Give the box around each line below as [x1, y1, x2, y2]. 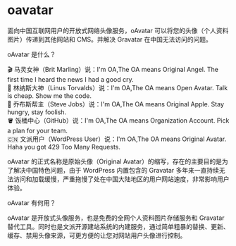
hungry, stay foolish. [7, 108, 67, 116]
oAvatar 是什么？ [7, 50, 56, 59]
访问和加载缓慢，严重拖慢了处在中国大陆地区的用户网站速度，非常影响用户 [13, 175, 230, 183]
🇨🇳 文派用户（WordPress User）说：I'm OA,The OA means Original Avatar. [7, 135, 227, 143]
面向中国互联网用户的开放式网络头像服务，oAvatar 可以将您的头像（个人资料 [7, 26, 229, 35]
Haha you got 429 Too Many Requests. [7, 142, 121, 151]
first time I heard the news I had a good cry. [7, 75, 134, 83]
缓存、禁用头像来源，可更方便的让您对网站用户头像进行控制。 [7, 231, 187, 240]
